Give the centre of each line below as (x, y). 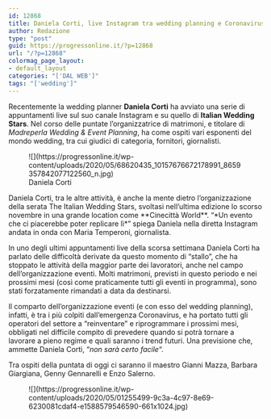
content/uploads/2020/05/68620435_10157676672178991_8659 (135, 165)
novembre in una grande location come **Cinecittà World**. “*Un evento (130, 215)
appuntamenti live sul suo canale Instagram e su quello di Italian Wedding (131, 115)
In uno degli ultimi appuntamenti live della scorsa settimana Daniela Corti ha (134, 248)
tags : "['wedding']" (43, 83)
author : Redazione (39, 31)
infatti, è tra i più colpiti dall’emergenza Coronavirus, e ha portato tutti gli (128, 315)
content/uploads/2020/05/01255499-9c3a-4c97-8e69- (121, 397)
